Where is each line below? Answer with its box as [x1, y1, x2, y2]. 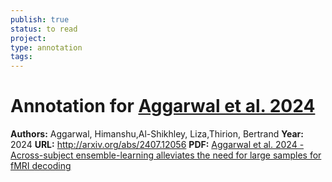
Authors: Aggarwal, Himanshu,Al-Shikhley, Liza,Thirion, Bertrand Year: [10, 128, 304, 140]
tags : [10, 52, 33, 62]
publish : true [10, 14, 70, 25]
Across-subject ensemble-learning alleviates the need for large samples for [10, 149, 322, 161]
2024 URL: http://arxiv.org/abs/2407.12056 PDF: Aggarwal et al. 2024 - [10, 139, 305, 151]
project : [10, 33, 47, 43]
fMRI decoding [10, 160, 72, 172]
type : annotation [10, 42, 83, 53]
